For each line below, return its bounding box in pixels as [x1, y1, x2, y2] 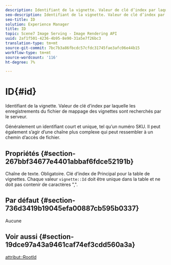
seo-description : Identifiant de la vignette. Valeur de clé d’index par [5, 12, 165, 17]
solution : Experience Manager [5, 21, 70, 27]
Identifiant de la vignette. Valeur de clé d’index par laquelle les [5, 103, 136, 109]
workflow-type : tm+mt [5, 50, 51, 55]
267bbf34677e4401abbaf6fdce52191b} [5, 157, 134, 166]
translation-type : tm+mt [5, 41, 58, 46]
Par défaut [5, 196, 39, 205]
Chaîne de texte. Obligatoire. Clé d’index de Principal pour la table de [5, 171, 150, 176]
